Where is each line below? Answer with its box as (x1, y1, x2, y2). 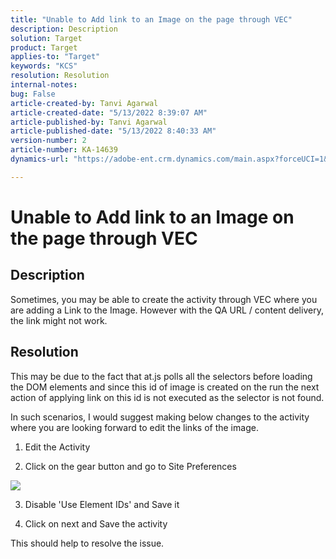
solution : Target (10, 33, 83, 43)
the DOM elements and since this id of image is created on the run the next (10, 381, 320, 393)
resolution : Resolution (10, 71, 110, 81)
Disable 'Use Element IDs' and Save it (24, 498, 180, 510)
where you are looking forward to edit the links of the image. (10, 421, 259, 433)
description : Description (10, 24, 118, 34)
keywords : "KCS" (10, 61, 78, 71)
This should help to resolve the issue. (10, 537, 165, 549)
